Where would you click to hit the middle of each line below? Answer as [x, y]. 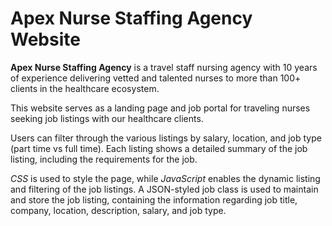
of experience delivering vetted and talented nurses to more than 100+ [156, 78]
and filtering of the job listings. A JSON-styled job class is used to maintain [164, 189]
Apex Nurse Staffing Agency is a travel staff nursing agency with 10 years [164, 67]
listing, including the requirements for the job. [104, 159]
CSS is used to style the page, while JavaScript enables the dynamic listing [165, 178]
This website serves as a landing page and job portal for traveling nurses [160, 108]
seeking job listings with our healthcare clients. [107, 118]
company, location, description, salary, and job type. [118, 210]
